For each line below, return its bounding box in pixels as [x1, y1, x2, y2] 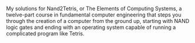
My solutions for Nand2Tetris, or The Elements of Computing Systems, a [6, 5, 182, 12]
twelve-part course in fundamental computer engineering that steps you [6, 11, 181, 18]
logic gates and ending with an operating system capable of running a [6, 24, 176, 31]
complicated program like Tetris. [6, 30, 85, 37]
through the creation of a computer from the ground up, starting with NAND [6, 18, 190, 24]
